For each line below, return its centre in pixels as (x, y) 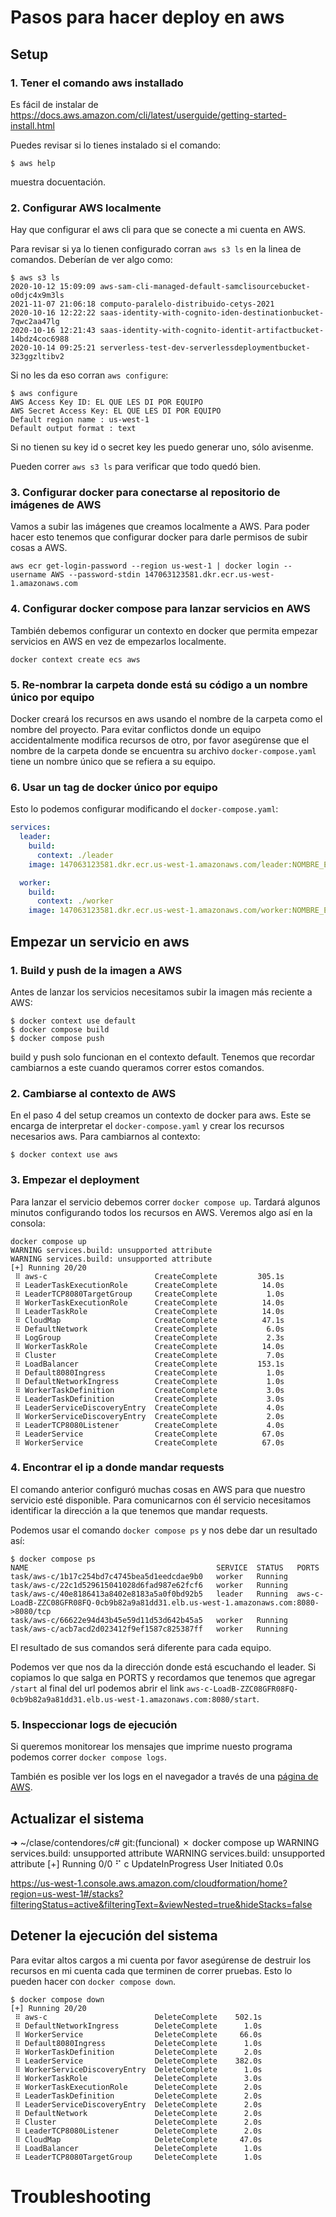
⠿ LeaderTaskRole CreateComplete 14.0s (149, 1311)
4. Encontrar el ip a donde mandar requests (117, 1468)
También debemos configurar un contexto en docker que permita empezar (164, 630)
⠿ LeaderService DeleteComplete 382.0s (138, 2061)
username (28, 575)
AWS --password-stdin (95, 575)
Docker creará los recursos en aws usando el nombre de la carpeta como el (166, 719)
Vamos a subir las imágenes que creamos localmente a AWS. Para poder (160, 527)
